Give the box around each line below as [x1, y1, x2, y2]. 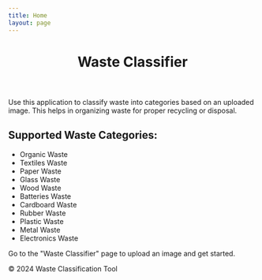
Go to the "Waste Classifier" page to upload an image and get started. [8, 248, 235, 258]
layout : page [8, 19, 51, 27]
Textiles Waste [19, 158, 68, 167]
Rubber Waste [19, 208, 66, 218]
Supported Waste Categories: [8, 129, 158, 142]
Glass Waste [19, 174, 61, 184]
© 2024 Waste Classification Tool [8, 263, 118, 273]
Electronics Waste [19, 233, 79, 243]
